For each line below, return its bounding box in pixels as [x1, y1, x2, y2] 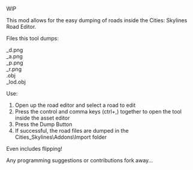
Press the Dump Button [14, 121, 73, 128]
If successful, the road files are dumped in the [14, 127, 129, 134]
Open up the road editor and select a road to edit [14, 102, 136, 109]
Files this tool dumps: [6, 35, 59, 41]
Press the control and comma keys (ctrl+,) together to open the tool [14, 108, 182, 115]
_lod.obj [6, 78, 26, 85]
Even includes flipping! [6, 145, 63, 152]
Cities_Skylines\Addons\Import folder [14, 133, 107, 141]
